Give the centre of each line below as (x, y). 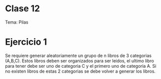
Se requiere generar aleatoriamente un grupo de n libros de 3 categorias (78, 55)
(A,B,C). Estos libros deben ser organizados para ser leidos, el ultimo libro (80, 61)
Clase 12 (23, 9)
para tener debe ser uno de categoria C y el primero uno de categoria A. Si (81, 66)
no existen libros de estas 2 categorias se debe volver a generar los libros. (80, 71)
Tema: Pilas (17, 22)
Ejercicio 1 (26, 42)
